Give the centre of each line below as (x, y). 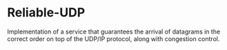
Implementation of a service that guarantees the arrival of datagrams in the (114, 32)
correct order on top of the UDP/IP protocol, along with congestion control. (113, 38)
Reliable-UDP (46, 13)
